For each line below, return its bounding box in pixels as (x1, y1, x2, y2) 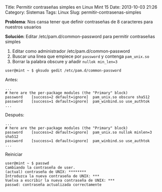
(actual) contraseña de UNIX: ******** (5, 169, 87, 174)
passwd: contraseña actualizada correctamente (5, 182, 102, 187)
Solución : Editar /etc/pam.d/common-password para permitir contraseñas (5, 34, 155, 39)
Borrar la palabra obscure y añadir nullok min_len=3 (12, 59, 118, 64)
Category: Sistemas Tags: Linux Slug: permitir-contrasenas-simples (5, 9, 141, 15)
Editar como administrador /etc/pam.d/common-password (12, 48, 130, 54)
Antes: (5, 77, 18, 82)
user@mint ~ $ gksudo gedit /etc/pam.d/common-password (5, 68, 121, 73)
